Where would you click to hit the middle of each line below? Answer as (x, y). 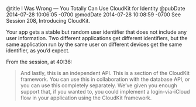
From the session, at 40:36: (39, 62)
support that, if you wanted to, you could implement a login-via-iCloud (105, 92)
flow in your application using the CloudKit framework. (86, 98)
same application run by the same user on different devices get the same (94, 44)
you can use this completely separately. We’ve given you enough (99, 85)
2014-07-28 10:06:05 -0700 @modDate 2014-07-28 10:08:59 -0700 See (94, 15)
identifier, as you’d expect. (38, 51)
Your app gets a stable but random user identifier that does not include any (97, 32)
